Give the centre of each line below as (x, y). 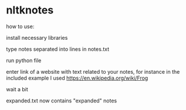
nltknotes (30, 10)
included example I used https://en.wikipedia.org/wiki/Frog (77, 78)
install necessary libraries (37, 37)
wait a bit (17, 89)
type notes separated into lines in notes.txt (58, 49)
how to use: (20, 26)
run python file (24, 60)
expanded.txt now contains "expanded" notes (62, 101)
